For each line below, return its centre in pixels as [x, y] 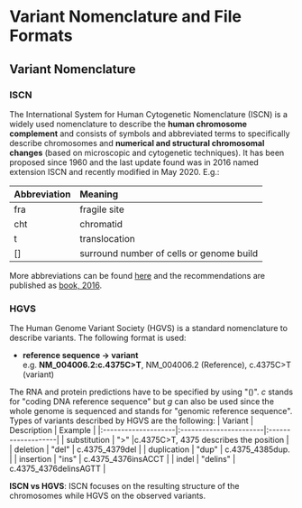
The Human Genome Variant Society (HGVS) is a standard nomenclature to [149, 328]
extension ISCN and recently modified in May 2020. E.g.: [114, 171]
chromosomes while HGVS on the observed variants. [107, 496]
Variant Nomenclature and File [125, 17]
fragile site [102, 209]
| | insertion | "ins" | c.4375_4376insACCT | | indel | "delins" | [123, 459]
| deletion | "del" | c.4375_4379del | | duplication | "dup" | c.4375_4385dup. [150, 449]
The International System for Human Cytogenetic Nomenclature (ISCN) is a [149, 114]
